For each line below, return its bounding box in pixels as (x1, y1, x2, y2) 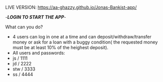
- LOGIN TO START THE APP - (5, 14, 67, 20)
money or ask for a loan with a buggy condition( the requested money (12, 39, 158, 45)
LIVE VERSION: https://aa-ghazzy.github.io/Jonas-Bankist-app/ (5, 5, 137, 10)
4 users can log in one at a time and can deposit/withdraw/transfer (12, 34, 152, 39)
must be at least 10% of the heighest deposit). (12, 45, 108, 50)
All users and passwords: (12, 50, 66, 56)
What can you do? (5, 24, 43, 30)
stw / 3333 (12, 66, 35, 72)
